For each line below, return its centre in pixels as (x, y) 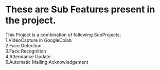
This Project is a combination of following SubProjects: (63, 34)
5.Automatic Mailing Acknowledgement (47, 62)
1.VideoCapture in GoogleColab (39, 40)
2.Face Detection (23, 45)
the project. (31, 20)
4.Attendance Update (28, 56)
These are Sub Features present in (80, 10)
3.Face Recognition (26, 51)
